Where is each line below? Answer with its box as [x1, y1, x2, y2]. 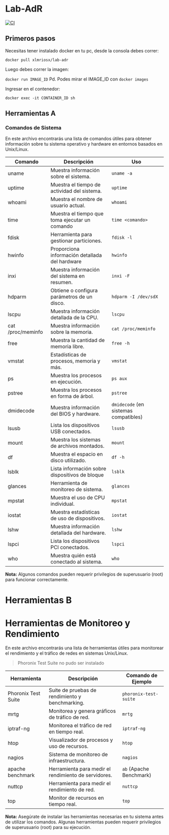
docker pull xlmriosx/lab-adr [5, 57, 69, 62]
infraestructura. [48, 757, 86, 764]
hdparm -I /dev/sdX [111, 294, 158, 300]
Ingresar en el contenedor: [5, 86, 60, 92]
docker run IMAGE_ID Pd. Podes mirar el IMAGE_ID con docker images [5, 76, 148, 82]
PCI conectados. [50, 544, 90, 551]
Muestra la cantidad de [50, 337, 105, 344]
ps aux [111, 376, 127, 382]
